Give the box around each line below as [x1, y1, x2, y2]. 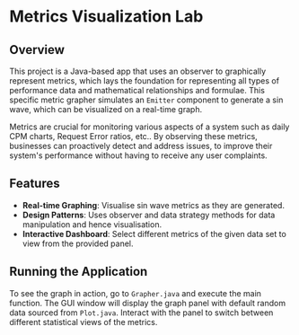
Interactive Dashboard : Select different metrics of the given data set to [22, 228, 287, 239]
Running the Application [9, 264, 148, 279]
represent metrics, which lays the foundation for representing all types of [9, 75, 280, 86]
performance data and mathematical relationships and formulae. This [9, 85, 265, 95]
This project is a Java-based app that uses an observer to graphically [9, 66, 267, 76]
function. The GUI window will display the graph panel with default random [9, 297, 286, 308]
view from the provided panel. [22, 238, 134, 249]
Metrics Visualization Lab [9, 6, 204, 27]
